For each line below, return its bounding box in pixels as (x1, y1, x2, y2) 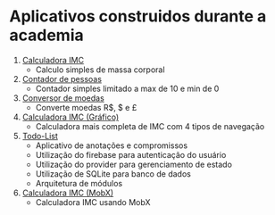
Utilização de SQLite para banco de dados (35, 168, 192, 179)
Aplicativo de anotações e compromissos (35, 140, 188, 151)
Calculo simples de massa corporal (35, 64, 165, 75)
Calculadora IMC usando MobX (35, 196, 151, 207)
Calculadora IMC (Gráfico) (21, 112, 120, 122)
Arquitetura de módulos (35, 178, 123, 188)
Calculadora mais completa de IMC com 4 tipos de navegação (35, 120, 265, 131)
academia (9, 25, 84, 45)
